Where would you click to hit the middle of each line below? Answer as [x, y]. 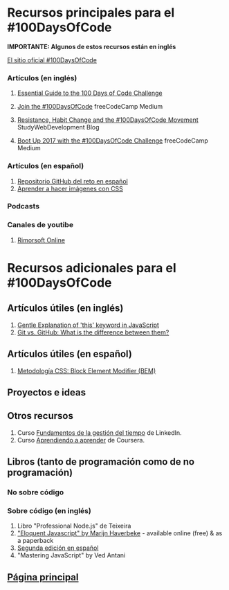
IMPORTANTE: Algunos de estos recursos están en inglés [92, 46]
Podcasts [24, 206]
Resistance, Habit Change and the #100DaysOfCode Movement [108, 120]
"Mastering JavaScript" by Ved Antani [71, 555]
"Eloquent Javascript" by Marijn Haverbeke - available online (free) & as [120, 533]
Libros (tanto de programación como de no [101, 462]
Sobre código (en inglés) [49, 511]
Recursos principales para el [91, 13]
